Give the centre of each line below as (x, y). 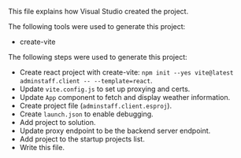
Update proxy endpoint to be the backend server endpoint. (115, 130)
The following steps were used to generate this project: (98, 57)
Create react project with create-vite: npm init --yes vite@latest (126, 72)
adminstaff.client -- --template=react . (86, 81)
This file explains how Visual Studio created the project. (98, 11)
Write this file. (42, 147)
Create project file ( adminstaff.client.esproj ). (95, 106)
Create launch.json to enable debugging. (86, 114)
